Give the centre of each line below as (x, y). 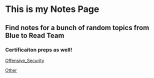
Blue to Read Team (35, 35)
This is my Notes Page (52, 9)
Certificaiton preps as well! (39, 49)
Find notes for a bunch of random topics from (77, 28)
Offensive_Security (25, 60)
